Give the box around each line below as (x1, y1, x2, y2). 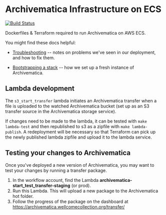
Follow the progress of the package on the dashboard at (12, 198, 128, 204)
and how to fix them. (12, 54, 55, 61)
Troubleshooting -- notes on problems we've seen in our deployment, (12, 49, 156, 55)
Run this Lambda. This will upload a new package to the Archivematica (12, 187, 158, 194)
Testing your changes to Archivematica (5, 149, 131, 157)
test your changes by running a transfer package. (5, 167, 107, 173)
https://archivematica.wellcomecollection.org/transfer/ (12, 203, 125, 209)
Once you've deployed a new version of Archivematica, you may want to (5, 162, 154, 168)
